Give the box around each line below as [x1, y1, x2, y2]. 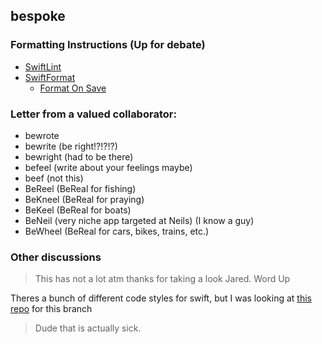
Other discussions [10, 250, 102, 264]
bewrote [24, 129, 60, 141]
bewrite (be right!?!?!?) [24, 140, 118, 152]
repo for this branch [10, 303, 93, 315]
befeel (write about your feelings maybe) [24, 161, 193, 173]
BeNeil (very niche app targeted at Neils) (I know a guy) [24, 214, 255, 226]
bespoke [10, 8, 66, 25]
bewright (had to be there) [24, 150, 134, 163]
